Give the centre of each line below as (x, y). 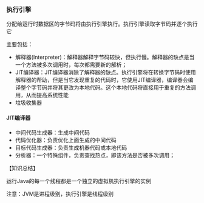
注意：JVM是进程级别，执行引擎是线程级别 (60, 194)
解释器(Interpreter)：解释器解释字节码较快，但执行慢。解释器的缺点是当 (105, 57)
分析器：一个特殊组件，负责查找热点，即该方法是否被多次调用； (95, 155)
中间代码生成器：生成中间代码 (52, 132)
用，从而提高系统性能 (42, 95)
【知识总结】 (22, 168)
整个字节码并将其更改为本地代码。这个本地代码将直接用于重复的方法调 (108, 88)
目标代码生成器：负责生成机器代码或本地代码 (71, 147)
